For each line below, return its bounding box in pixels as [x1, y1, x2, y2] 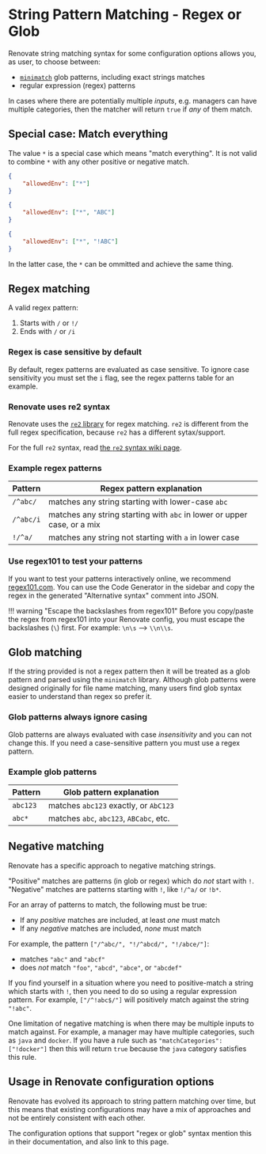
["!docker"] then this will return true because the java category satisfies [8, 1043, 247, 1053]
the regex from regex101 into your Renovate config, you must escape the [8, 614, 245, 624]
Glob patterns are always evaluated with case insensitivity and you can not [8, 730, 252, 739]
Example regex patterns [8, 462, 102, 473]
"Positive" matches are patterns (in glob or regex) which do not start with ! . [8, 876, 255, 886]
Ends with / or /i [19, 327, 76, 336]
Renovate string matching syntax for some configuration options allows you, [8, 48, 256, 58]
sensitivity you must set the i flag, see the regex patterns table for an [8, 373, 235, 382]
